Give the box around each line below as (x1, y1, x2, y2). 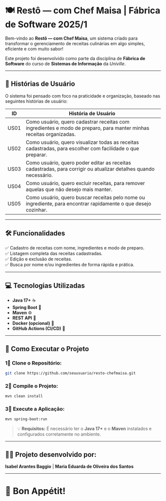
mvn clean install (5, 394, 43, 399)
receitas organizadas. (25, 130, 76, 137)
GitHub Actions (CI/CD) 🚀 (12, 325, 66, 331)
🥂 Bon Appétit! (5, 486, 66, 497)
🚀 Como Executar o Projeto (5, 344, 89, 353)
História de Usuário (69, 110, 116, 117)
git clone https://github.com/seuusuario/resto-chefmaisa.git (5, 371, 136, 376)
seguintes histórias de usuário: (5, 98, 68, 104)
